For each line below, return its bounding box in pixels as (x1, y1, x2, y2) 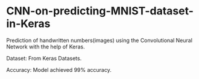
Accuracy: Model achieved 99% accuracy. (6, 66, 112, 73)
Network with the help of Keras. (6, 43, 86, 50)
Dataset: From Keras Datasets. (6, 54, 82, 62)
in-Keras (6, 17, 51, 31)
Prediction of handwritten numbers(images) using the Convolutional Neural (6, 37, 193, 44)
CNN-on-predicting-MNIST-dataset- (6, 4, 194, 18)
